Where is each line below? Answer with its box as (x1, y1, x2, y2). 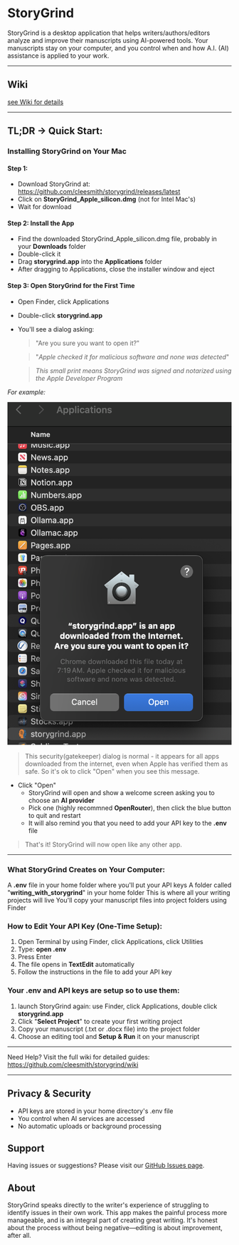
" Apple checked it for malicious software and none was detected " (35, 352, 230, 361)
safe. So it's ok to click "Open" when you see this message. (24, 767, 201, 775)
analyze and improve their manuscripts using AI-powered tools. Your (7, 36, 208, 44)
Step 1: (7, 164, 28, 173)
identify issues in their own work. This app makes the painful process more (7, 1209, 228, 1217)
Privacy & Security (7, 1087, 92, 1100)
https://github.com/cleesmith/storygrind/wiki (7, 1060, 139, 1069)
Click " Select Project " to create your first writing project (17, 1017, 183, 1025)
